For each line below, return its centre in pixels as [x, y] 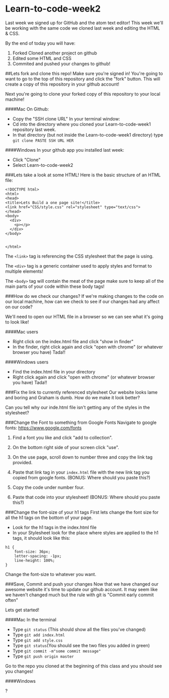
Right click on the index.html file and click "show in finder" [73, 341]
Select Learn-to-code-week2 [43, 165]
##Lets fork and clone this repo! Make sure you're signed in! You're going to [84, 73]
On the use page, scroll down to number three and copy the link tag [82, 457]
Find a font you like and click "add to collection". [63, 437]
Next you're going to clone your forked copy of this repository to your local [83, 94]
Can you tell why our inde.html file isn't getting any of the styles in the [77, 407]
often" [12, 600]
